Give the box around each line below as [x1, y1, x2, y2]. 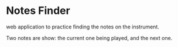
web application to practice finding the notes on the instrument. [6, 23, 159, 30]
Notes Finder [6, 4, 70, 17]
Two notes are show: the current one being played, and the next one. [6, 34, 173, 41]
